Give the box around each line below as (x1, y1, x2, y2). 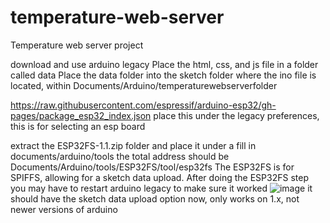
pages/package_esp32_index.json (10, 109, 152, 121)
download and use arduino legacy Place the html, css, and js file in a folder (10, 58, 319, 70)
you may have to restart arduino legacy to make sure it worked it (10, 182, 313, 194)
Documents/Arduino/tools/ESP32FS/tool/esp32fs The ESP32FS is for (10, 161, 295, 173)
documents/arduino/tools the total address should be (10, 150, 230, 162)
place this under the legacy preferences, (153, 109, 320, 121)
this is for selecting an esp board (10, 120, 146, 132)
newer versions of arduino (10, 203, 118, 215)
